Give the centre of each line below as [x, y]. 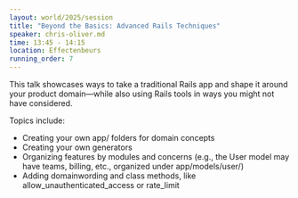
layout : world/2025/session [61, 17]
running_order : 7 [41, 59]
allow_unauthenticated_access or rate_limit [101, 185]
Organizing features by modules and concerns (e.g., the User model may [156, 157]
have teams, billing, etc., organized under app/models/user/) [133, 166]
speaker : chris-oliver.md [57, 34]
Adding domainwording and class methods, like [109, 176]
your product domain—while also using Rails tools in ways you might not [142, 94]
